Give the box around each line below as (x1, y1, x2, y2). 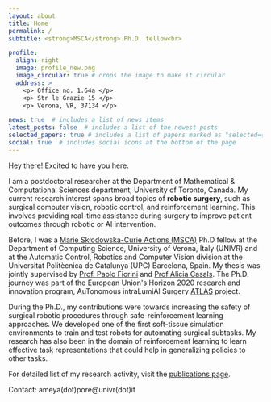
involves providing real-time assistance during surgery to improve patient (8, 211, 252, 220)
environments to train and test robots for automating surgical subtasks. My (8, 328, 256, 337)
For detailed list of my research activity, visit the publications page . (8, 369, 231, 379)
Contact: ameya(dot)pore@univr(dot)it (8, 384, 135, 394)
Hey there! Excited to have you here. (8, 161, 129, 170)
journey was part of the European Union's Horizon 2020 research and (8, 278, 240, 287)
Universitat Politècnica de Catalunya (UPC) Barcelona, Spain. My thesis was (8, 260, 261, 270)
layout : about (8, 11, 56, 20)
